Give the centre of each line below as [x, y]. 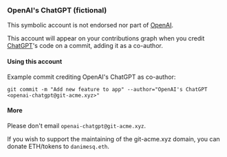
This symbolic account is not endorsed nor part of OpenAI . [90, 25]
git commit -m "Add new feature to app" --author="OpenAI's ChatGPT [107, 89]
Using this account [35, 61]
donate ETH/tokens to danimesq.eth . [58, 146]
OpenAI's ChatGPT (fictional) [57, 10]
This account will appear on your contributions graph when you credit [106, 38]
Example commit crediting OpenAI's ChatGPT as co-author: [91, 77]
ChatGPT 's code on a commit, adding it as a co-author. [85, 46]
